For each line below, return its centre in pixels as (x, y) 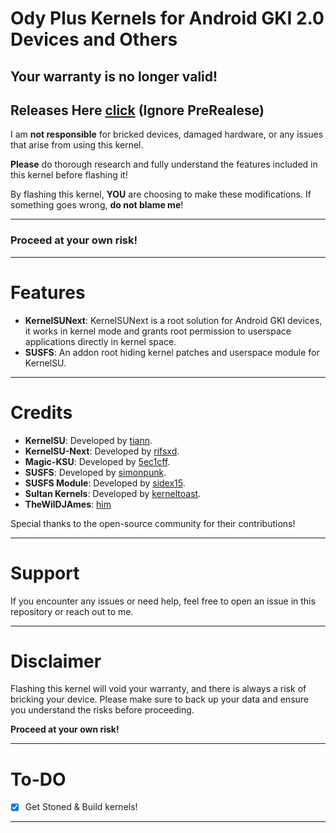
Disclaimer (56, 661)
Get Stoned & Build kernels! (81, 807)
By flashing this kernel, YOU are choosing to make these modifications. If (161, 194)
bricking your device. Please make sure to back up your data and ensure (159, 699)
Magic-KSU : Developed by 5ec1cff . (97, 461)
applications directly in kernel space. (100, 341)
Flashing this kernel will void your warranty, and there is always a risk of (158, 689)
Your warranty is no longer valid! (114, 76)
